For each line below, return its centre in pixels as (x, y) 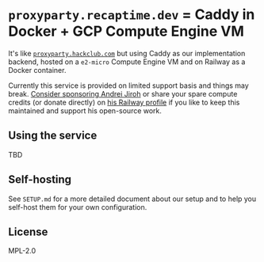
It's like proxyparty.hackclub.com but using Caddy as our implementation (127, 53)
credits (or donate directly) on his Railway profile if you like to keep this (124, 102)
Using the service (53, 136)
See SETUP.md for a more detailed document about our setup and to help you (132, 199)
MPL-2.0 (22, 251)
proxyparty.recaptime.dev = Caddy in (132, 15)
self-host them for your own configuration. (78, 207)
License (28, 232)
